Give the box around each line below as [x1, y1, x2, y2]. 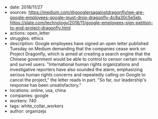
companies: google [9, 93, 49, 98]
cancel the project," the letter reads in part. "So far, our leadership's [9, 77, 147, 83]
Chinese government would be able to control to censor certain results [9, 56, 153, 62]
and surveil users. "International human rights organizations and [9, 61, 139, 67]
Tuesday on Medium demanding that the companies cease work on [9, 46, 146, 51]
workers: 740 [9, 98, 37, 103]
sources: [9, 9, 28, 15]
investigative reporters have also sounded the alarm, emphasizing [9, 67, 143, 72]
